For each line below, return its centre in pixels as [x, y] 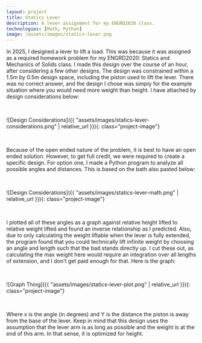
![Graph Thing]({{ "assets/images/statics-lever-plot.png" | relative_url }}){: [99, 284]
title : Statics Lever [33, 18]
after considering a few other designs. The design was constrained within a [100, 71]
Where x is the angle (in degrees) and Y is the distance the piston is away [97, 315]
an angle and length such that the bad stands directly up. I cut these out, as [100, 248]
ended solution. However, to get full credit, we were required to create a [96, 156]
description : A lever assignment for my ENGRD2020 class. [80, 23]
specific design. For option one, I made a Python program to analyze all [95, 163]
